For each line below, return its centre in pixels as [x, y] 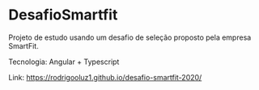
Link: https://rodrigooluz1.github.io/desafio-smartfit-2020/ [105, 77]
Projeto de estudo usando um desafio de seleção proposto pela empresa [130, 37]
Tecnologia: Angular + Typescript [64, 62]
